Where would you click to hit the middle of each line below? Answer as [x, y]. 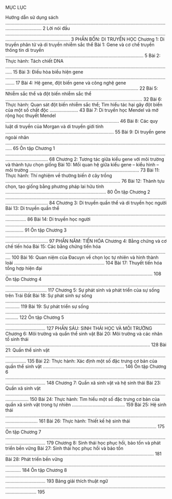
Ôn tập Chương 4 [24, 279]
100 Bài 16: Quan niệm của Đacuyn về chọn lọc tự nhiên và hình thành [85, 257]
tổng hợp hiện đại [24, 268]
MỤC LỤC [16, 7]
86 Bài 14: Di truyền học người [59, 219]
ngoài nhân [17, 137]
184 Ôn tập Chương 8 [45, 470]
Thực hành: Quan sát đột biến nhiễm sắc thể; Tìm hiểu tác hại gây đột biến [84, 104]
